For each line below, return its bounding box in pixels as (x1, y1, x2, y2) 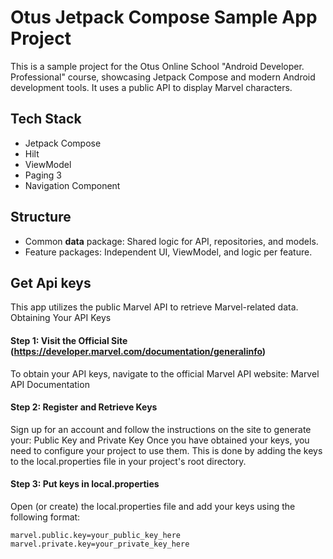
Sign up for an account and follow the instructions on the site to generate (10, 423, 312, 435)
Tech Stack (10, 111, 82, 128)
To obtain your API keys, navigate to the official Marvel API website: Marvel (10, 367, 320, 380)
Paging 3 (24, 169, 63, 181)
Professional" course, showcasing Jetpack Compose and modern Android (10, 71, 316, 83)
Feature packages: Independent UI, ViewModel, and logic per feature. (24, 246, 313, 258)
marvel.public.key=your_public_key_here (10, 530, 182, 540)
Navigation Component (24, 179, 121, 191)
